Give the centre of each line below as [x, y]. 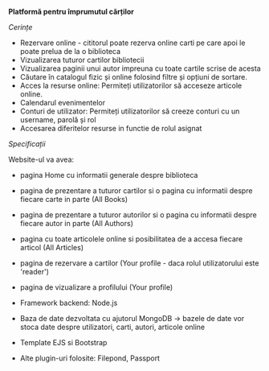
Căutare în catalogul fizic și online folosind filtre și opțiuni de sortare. [133, 77]
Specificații [27, 144]
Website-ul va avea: [41, 159]
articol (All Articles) [52, 247]
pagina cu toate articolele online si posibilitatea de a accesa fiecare [131, 239]
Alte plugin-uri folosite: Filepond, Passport [90, 358]
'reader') [35, 272]
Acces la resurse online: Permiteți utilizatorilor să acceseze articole [131, 85]
